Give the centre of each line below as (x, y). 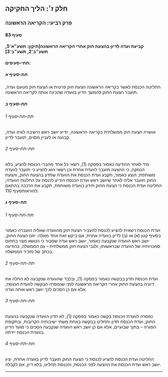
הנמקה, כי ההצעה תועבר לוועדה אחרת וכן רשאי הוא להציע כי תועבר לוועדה (75, 169)
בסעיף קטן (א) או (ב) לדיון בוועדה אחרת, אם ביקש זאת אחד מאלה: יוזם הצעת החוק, (83, 236)
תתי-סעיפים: (18, 63)
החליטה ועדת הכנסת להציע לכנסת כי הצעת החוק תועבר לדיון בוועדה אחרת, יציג (79, 359)
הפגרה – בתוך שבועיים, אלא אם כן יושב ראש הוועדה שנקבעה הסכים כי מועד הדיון (81, 327)
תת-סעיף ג (16, 202)
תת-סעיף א (16, 74)
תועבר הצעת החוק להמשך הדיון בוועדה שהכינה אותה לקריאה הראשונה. (72, 92)
